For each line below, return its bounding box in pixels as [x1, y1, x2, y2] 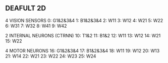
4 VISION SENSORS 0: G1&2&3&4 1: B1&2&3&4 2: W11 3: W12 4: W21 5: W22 [5, 17, 163, 23]
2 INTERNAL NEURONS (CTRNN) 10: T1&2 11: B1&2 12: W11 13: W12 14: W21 [5, 32, 161, 38]
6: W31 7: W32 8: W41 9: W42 [5, 23, 67, 29]
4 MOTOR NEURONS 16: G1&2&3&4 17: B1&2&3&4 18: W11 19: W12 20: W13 [5, 47, 160, 53]
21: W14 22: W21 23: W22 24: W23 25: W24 [5, 53, 96, 59]
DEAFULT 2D [5, 4, 46, 13]
